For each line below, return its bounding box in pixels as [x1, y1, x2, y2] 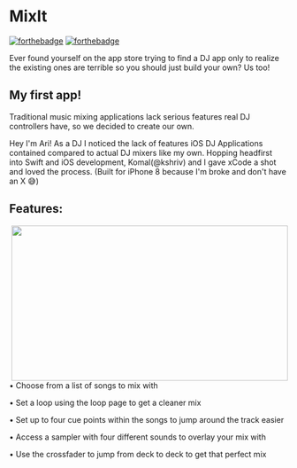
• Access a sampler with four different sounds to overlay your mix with [9, 432, 267, 442]
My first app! [9, 88, 82, 103]
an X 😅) [9, 175, 40, 186]
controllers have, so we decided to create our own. [9, 121, 194, 131]
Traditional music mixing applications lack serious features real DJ [9, 111, 250, 121]
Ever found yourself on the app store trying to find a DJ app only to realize [9, 52, 280, 63]
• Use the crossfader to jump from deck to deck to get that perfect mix [9, 448, 267, 459]
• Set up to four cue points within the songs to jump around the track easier [9, 414, 285, 425]
